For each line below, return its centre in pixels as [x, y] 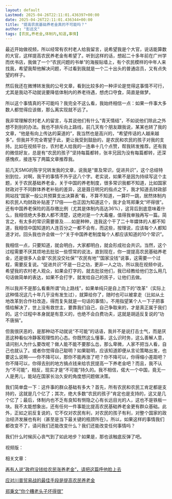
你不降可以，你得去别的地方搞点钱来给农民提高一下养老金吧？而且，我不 [81, 363]
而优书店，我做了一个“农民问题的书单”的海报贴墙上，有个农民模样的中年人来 [86, 62]
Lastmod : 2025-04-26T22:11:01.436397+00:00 [52, 15]
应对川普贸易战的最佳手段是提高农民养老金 [50, 480]
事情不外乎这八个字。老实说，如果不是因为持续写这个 [106, 176]
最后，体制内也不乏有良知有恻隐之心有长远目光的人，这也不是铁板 [92, 400]
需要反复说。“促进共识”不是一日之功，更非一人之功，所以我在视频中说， [90, 264]
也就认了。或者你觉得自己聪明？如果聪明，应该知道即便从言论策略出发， [86, 350]
